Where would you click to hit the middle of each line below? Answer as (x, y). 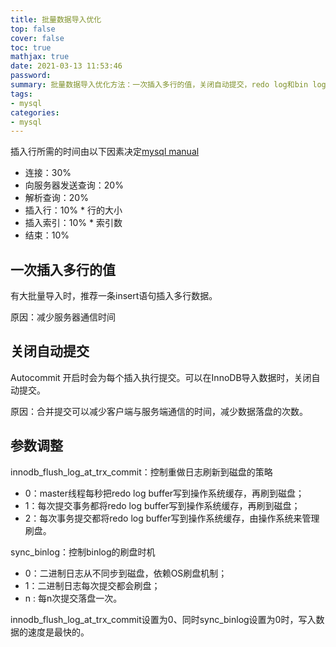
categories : (35, 112)
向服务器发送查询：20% (74, 185)
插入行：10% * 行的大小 (73, 210)
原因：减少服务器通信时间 (63, 317)
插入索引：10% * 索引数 (73, 223)
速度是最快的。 (58, 632)
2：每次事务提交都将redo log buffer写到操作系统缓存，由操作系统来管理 (172, 518)
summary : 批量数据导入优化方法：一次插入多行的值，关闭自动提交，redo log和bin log (168, 85)
